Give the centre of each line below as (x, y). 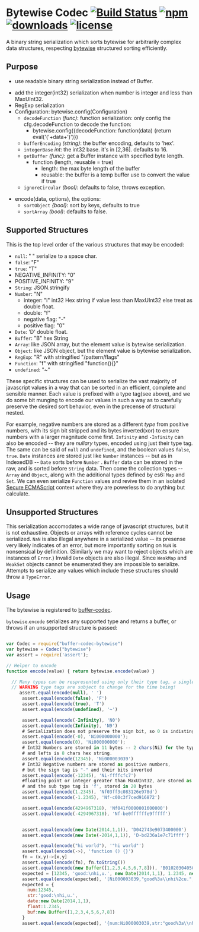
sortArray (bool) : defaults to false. (65, 211)
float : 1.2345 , (45, 907)
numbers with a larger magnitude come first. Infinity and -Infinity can (95, 437)
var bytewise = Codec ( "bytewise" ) (49, 650)
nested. (15, 412)
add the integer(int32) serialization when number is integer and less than (103, 93)
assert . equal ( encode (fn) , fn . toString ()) (74, 863)
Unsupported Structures (52, 512)
